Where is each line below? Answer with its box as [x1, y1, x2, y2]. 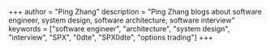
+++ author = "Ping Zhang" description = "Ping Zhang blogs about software [8, 7, 262, 16]
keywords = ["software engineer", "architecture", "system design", [8, 24, 230, 33]
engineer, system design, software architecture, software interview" [8, 15, 235, 25]
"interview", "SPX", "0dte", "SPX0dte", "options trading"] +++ [8, 32, 213, 42]
